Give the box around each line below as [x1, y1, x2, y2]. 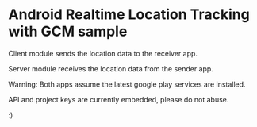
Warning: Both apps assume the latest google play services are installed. [8, 79, 246, 89]
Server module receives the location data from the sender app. [8, 63, 214, 73]
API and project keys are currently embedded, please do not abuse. [8, 94, 229, 104]
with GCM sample [8, 22, 128, 40]
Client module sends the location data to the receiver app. [8, 48, 198, 58]
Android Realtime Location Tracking [8, 6, 250, 24]
